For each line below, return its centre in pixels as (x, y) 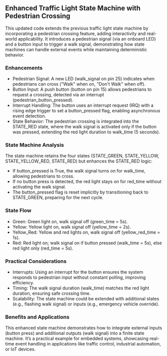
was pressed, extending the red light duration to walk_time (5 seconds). (86, 132)
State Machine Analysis (34, 145)
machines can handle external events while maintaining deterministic (76, 49)
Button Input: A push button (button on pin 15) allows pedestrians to (82, 89)
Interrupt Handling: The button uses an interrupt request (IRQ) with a (83, 105)
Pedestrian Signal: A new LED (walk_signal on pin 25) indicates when (83, 79)
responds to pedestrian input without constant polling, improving (79, 277)
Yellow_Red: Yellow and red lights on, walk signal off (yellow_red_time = (86, 232)
